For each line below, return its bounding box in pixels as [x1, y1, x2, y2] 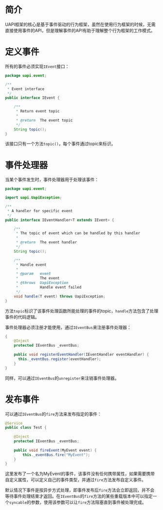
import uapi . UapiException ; [5, 195, 62, 200]
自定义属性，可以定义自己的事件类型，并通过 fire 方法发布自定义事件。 [5, 477, 146, 483]
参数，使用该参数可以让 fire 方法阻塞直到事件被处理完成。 [31, 499, 146, 505]
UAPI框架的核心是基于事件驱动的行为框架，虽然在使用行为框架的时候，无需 [5, 21, 156, 27]
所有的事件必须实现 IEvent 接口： [5, 63, 70, 69]
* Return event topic [16, 109, 60, 114]
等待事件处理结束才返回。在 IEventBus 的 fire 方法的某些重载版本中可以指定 [5, 493, 153, 499]
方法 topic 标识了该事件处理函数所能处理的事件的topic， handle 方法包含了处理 [5, 308, 159, 314]
